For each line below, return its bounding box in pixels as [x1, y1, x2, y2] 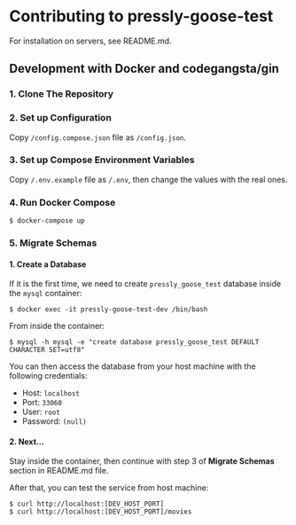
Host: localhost [21, 388, 80, 398]
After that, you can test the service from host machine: [9, 482, 209, 493]
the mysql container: [9, 288, 82, 299]
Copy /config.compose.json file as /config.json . [9, 131, 187, 143]
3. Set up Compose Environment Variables [9, 153, 195, 166]
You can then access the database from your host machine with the [9, 361, 256, 372]
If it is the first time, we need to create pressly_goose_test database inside [9, 278, 282, 289]
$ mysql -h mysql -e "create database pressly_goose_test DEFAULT [9, 338, 260, 347]
